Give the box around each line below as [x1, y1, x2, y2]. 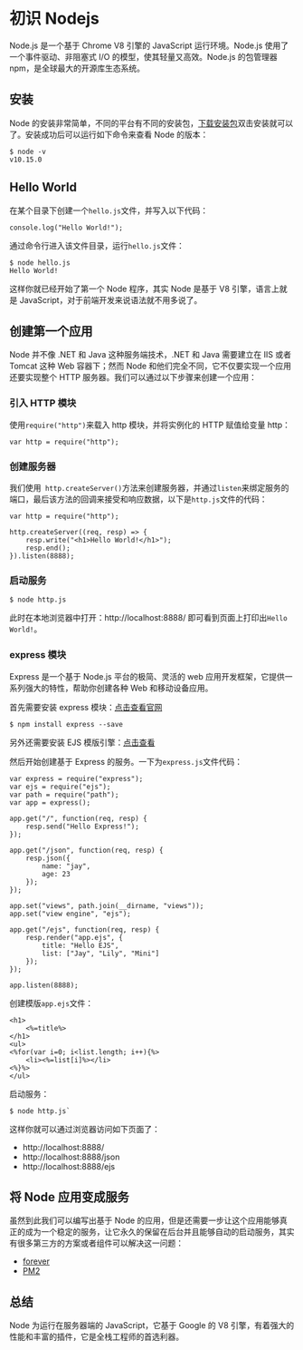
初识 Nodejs [9, 8, 99, 29]
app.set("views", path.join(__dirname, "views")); [9, 901, 204, 910]
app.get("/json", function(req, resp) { [9, 846, 165, 855]
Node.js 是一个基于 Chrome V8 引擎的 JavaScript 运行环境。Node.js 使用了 [9, 40, 289, 51]
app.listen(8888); [9, 981, 79, 990]
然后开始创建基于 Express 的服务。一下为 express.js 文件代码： [9, 756, 243, 767]
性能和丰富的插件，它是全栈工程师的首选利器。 [9, 1331, 184, 1343]
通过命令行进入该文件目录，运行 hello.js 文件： [9, 240, 185, 250]
